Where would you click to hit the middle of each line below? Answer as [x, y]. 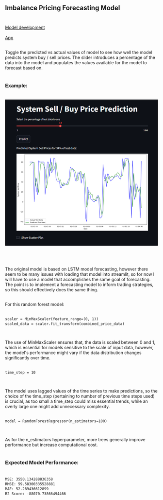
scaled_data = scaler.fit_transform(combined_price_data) [65, 324]
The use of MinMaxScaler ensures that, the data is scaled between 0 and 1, [80, 342]
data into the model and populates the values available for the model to [76, 62]
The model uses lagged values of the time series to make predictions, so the [81, 391]
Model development [25, 27]
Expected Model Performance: [42, 463]
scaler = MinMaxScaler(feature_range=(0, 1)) [52, 319]
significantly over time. [28, 357]
